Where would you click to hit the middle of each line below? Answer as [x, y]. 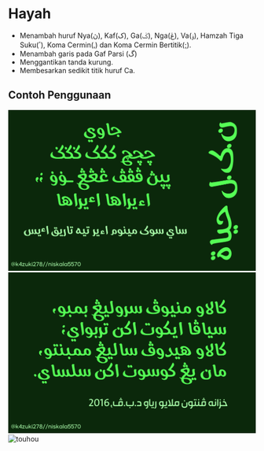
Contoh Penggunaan [60, 95]
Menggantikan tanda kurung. [66, 62]
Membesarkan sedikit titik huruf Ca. [77, 70]
